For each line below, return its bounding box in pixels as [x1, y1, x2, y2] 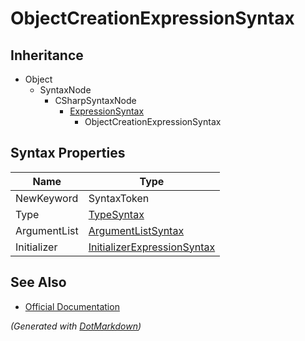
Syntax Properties [10, 145, 126, 162]
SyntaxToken [88, 191, 150, 205]
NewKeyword [15, 191, 79, 205]
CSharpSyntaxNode [54, 95, 137, 106]
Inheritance [10, 47, 84, 64]
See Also [10, 274, 67, 291]
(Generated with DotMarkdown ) [10, 320, 142, 332]
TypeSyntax [88, 207, 145, 221]
